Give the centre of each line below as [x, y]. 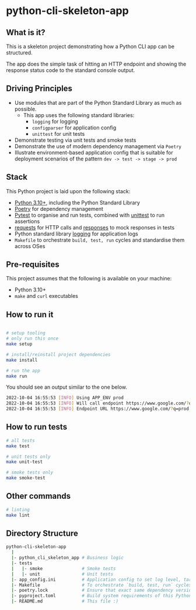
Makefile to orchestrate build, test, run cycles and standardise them [99, 240]
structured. [20, 53]
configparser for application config [74, 128]
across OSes [30, 246]
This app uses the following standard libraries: [79, 115]
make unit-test [24, 462]
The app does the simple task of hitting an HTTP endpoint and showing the [96, 64]
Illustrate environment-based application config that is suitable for [94, 152]
